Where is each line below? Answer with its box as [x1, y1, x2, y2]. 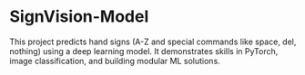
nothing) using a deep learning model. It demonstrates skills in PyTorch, [9, 45, 279, 56]
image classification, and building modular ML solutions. [9, 55, 220, 66]
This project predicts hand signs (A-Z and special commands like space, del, [9, 36, 297, 47]
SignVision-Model [9, 6, 149, 27]
